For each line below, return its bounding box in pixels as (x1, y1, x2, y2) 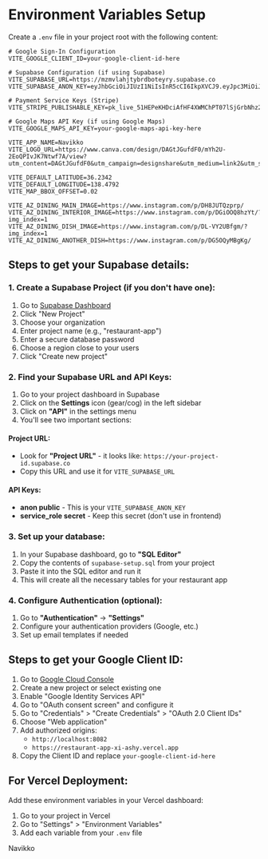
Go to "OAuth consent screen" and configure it (19, 700, 174, 709)
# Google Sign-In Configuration (8, 47, 116, 55)
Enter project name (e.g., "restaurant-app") (19, 326, 162, 335)
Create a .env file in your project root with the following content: (8, 32, 219, 42)
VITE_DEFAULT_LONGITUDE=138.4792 (8, 180, 120, 189)
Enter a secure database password (19, 334, 135, 344)
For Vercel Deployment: (8, 774, 128, 788)
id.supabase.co (19, 460, 71, 468)
